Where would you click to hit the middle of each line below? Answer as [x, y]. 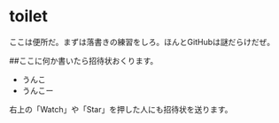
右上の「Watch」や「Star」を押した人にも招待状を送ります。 [121, 109]
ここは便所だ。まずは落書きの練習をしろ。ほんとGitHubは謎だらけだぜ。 [142, 42]
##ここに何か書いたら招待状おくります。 [84, 60]
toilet [29, 16]
